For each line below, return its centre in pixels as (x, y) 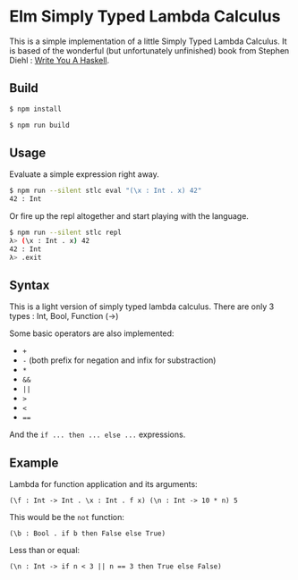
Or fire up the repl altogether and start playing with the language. (129, 216)
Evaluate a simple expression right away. (84, 174)
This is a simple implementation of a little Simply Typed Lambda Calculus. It (149, 41)
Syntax (30, 285)
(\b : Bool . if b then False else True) (88, 534)
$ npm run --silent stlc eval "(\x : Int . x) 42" (106, 191)
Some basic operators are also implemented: (92, 333)
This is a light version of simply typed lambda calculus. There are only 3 (142, 307)
